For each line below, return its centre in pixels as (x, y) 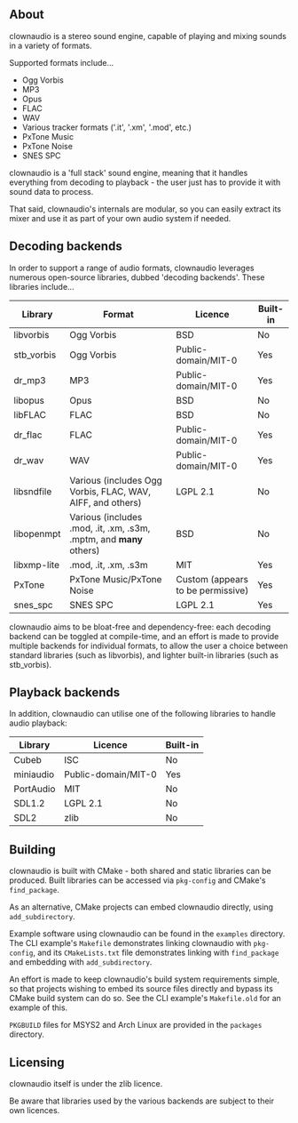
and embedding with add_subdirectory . (81, 962)
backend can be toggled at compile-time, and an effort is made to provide (144, 636)
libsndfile (33, 491)
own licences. (35, 1111)
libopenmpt (37, 533)
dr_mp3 (30, 380)
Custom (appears (212, 579)
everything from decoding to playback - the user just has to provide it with (145, 182)
